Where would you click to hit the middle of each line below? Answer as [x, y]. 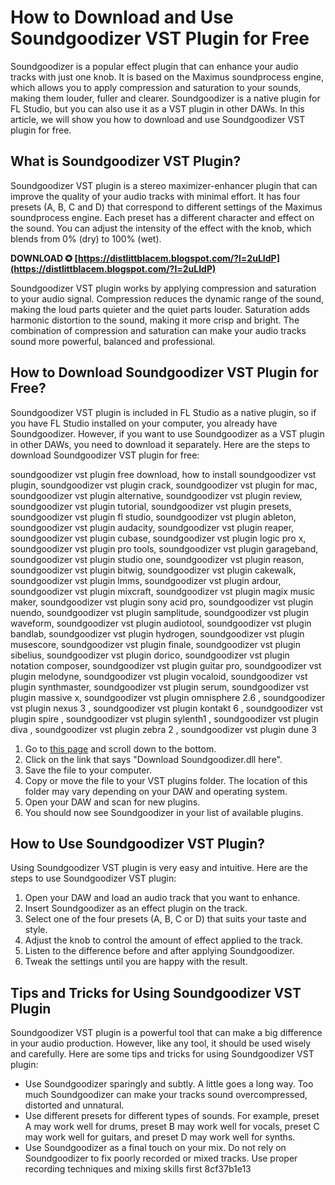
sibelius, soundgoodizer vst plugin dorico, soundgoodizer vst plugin [150, 655]
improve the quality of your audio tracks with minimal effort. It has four [155, 196]
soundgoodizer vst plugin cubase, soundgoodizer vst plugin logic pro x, [158, 538]
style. [36, 930]
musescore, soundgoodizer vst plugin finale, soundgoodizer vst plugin [156, 644]
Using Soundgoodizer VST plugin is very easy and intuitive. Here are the [159, 868]
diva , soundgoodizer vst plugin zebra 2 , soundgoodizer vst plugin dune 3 [163, 729]
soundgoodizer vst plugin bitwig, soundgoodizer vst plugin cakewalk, [153, 570]
